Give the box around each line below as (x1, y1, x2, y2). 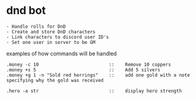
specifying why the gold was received (6, 77, 104, 83)
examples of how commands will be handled (6, 49, 117, 57)
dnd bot (6, 4, 46, 17)
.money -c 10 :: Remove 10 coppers (6, 61, 171, 67)
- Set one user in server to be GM (6, 39, 96, 45)
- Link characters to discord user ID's (6, 34, 110, 40)
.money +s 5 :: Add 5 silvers (6, 67, 161, 73)
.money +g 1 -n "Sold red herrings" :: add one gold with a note (6, 72, 190, 78)
